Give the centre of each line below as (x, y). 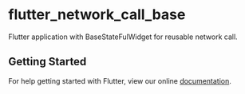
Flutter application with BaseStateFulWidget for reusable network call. (123, 37)
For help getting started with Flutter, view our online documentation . (120, 80)
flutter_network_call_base (97, 15)
